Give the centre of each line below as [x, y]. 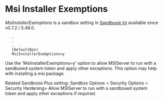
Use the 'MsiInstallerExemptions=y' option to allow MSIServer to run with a [81, 63]
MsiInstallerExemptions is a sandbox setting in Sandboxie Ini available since [82, 23]
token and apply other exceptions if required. [51, 93]
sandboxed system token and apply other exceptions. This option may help [81, 68]
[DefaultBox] [25, 50]
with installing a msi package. [35, 73]
